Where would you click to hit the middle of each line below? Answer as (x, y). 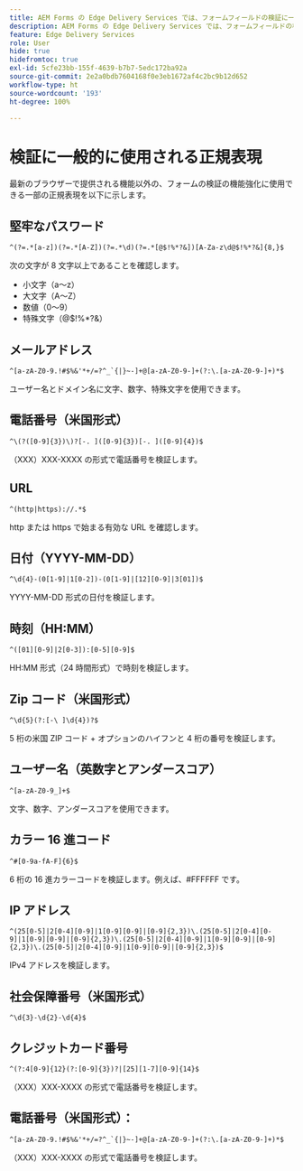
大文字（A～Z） (51, 296)
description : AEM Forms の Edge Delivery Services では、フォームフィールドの (151, 26)
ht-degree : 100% (40, 102)
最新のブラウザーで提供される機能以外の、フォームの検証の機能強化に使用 (147, 184)
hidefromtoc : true (44, 60)
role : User (30, 43)
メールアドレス (51, 350)
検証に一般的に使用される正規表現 (136, 157)
